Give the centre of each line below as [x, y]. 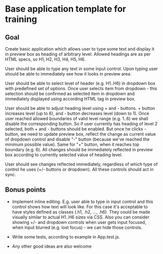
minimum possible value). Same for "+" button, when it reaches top [72, 144]
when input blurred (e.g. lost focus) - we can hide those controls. [77, 227]
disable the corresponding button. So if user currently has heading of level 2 [81, 124]
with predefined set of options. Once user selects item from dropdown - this [81, 88]
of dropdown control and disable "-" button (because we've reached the [77, 139]
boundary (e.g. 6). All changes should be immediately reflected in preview [79, 150]
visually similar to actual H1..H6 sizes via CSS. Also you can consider [81, 217]
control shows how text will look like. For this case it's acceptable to [80, 207]
